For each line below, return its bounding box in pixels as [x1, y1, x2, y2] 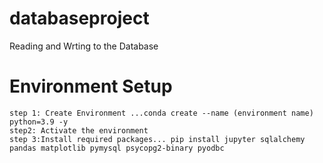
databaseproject [9, 7, 150, 30]
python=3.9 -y [9, 117, 69, 127]
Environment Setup [9, 75, 173, 98]
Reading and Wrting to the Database [9, 40, 159, 52]
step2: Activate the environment [9, 125, 149, 136]
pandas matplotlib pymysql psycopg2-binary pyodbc [9, 143, 225, 153]
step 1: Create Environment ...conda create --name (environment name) [9, 108, 314, 118]
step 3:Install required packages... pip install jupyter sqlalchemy [9, 134, 306, 144]
